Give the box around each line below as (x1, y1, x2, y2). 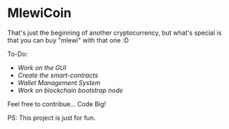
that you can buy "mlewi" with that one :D (7, 35, 129, 44)
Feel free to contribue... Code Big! (7, 99, 106, 108)
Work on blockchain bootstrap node (17, 86, 123, 94)
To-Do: (7, 50, 28, 58)
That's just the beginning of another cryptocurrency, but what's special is (7, 28, 222, 37)
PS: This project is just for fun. (7, 113, 96, 122)
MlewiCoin (7, 5, 72, 21)
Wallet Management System (17, 78, 101, 86)
